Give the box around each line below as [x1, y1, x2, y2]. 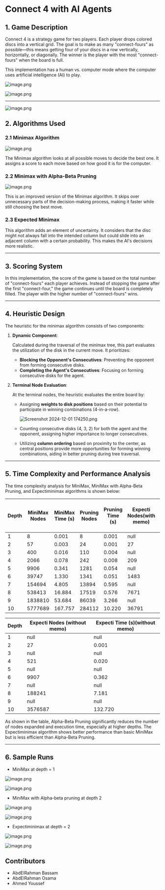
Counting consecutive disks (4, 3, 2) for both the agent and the [19, 425, 147, 431]
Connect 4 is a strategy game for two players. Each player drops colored [5, 36, 152, 42]
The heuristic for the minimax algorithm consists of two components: [5, 323, 145, 329]
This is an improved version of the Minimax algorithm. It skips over [5, 193, 139, 199]
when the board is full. [19, 57, 64, 63]
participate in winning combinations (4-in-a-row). [19, 406, 120, 412]
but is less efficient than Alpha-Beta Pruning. [5, 734, 96, 740]
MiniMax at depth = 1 [12, 766, 55, 772]
